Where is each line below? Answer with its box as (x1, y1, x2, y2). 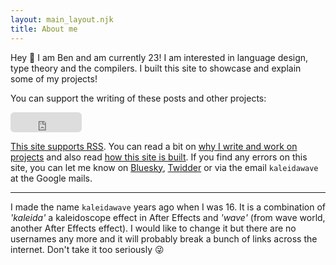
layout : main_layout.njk (10, 14, 114, 25)
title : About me (10, 24, 78, 34)
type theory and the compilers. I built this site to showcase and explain (10, 62, 302, 74)
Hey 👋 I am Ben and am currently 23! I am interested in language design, (10, 51, 309, 63)
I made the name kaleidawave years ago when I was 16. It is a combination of (10, 201, 326, 213)
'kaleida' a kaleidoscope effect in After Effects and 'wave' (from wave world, (10, 211, 326, 223)
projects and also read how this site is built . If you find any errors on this (10, 151, 308, 163)
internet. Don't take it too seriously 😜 (10, 243, 165, 255)
